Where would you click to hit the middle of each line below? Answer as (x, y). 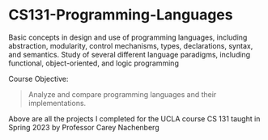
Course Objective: (38, 78)
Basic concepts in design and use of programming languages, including (128, 37)
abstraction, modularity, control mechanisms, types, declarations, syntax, (131, 45)
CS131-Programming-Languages (121, 15)
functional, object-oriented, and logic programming (94, 63)
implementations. (57, 103)
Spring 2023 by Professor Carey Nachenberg (84, 127)
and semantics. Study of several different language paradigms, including (130, 54)
